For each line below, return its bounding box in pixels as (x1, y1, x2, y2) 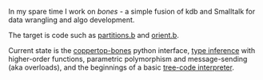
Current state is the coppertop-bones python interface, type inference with (8, 46, 256, 55)
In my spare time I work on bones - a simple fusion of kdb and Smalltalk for (8, 7, 256, 16)
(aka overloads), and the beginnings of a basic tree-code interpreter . (8, 63, 234, 72)
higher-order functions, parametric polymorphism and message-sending (8, 55, 248, 63)
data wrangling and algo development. (8, 15, 135, 25)
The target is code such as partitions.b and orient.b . (8, 31, 180, 40)
